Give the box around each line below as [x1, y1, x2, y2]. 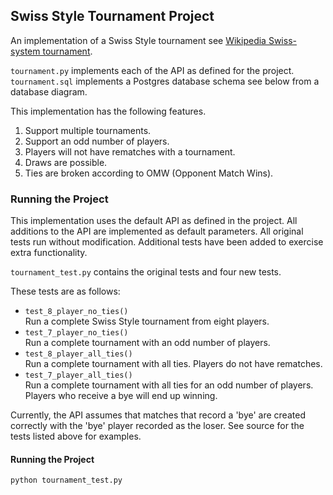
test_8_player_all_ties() [24, 349, 133, 359]
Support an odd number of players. [24, 135, 170, 147]
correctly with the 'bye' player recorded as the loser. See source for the [10, 420, 305, 432]
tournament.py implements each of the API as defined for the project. [10, 64, 295, 76]
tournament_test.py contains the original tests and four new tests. [10, 266, 282, 278]
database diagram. [10, 85, 88, 98]
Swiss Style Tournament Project [10, 8, 215, 25]
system [10, 45, 41, 57]
